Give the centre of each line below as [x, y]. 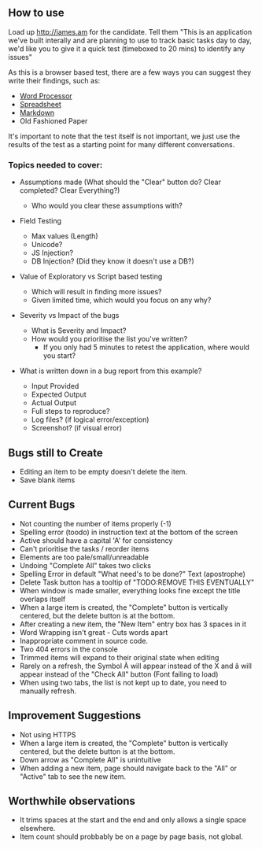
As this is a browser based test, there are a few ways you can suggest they [130, 72]
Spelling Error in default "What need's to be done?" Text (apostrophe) [133, 574]
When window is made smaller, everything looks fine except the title [130, 590]
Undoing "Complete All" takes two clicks [85, 565]
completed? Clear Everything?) [70, 190]
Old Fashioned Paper [54, 120]
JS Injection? [52, 253]
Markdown [37, 113]
